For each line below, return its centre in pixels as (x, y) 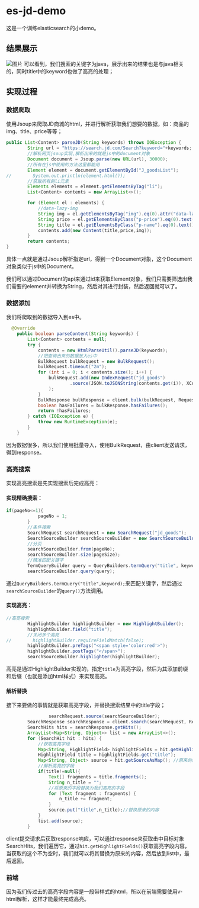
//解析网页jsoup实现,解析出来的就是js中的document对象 (89, 154)
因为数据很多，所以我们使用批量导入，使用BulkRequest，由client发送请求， (98, 445)
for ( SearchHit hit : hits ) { (65, 738)
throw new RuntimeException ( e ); (78, 422)
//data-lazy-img (58, 208)
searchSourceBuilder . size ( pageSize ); (74, 555)
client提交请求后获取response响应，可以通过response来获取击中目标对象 (95, 838)
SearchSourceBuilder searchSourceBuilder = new (87, 538)
